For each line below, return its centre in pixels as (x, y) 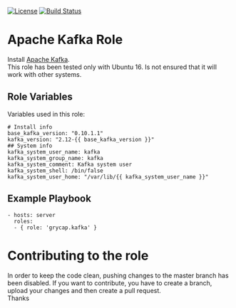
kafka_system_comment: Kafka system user (70, 164)
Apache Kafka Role (65, 40)
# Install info (30, 127)
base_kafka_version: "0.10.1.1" (55, 133)
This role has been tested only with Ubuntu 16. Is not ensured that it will (112, 67)
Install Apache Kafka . (39, 59)
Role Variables (40, 97)
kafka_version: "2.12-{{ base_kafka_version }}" (81, 139)
